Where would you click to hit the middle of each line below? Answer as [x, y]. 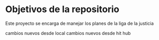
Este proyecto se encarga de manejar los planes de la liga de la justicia [79, 23]
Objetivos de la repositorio [62, 9]
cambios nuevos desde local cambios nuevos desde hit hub [68, 33]
